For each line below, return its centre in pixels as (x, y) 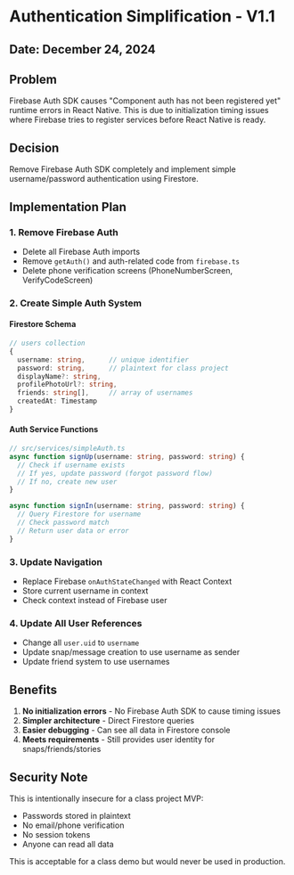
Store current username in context (85, 591)
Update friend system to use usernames (96, 662)
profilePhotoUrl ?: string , (67, 385)
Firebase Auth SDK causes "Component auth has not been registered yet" (145, 101)
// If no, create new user (67, 482)
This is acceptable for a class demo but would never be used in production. (147, 861)
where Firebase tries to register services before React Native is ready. (138, 120)
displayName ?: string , (59, 376)
